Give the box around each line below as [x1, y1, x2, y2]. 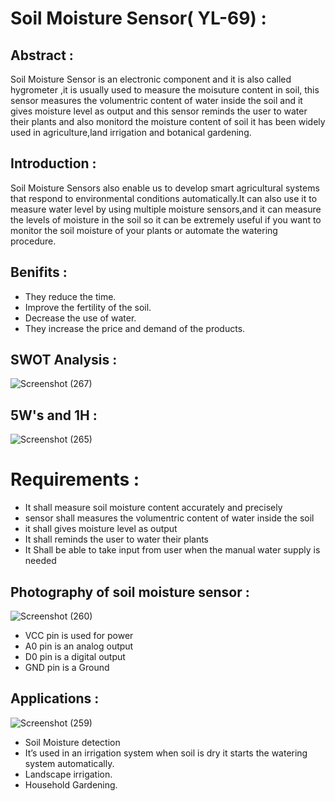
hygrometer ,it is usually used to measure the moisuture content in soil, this [10, 84, 320, 96]
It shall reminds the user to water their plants [24, 533, 210, 546]
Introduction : [10, 155, 97, 172]
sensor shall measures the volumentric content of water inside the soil [24, 512, 315, 524]
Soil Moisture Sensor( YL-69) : [10, 7, 267, 30]
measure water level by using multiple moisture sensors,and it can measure [10, 203, 322, 215]
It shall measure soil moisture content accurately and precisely [24, 502, 283, 514]
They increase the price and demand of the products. [24, 322, 246, 334]
